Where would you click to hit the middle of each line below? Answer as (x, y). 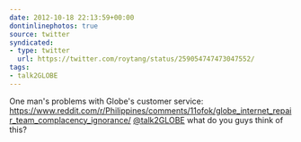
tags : (19, 68)
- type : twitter (40, 51)
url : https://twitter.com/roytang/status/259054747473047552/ (136, 59)
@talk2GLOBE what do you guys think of (208, 120)
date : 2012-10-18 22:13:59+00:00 (72, 17)
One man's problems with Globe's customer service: (106, 101)
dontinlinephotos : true (54, 26)
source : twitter (40, 34)
